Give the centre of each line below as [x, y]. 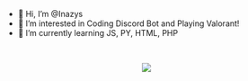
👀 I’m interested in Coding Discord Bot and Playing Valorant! [128, 23]
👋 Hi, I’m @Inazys [50, 14]
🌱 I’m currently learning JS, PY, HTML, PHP [97, 33]
